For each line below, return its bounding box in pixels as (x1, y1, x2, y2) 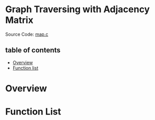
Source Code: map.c (5, 31, 48, 37)
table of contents (5, 46, 61, 54)
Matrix (5, 14, 34, 26)
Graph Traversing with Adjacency (5, 4, 150, 15)
